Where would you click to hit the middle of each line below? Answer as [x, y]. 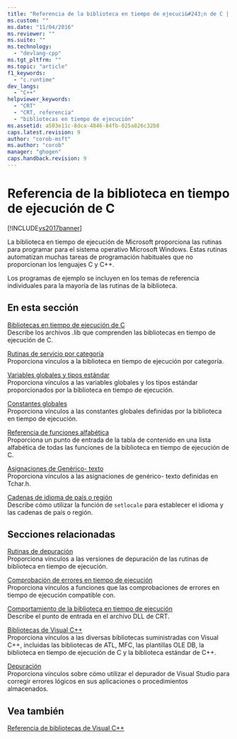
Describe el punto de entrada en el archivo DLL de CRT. [88, 617]
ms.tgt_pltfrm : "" [34, 60]
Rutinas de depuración [40, 552]
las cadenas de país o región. [50, 512]
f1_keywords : [27, 73]
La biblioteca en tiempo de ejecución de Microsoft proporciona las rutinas [115, 242]
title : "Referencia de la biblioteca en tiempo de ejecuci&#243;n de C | [118, 14]
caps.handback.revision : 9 [47, 159]
